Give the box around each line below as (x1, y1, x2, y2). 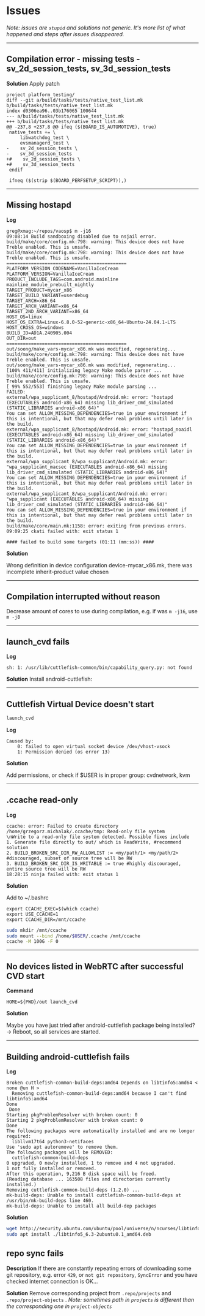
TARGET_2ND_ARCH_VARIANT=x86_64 (6, 308, 88, 314)
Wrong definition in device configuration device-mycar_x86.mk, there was (6, 561, 193, 569)
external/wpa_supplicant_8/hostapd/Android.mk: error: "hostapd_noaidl (6, 426, 192, 433)
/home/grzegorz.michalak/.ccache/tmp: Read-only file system (6, 828, 165, 834)
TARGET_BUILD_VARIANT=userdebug (6, 292, 88, 298)
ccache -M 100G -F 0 (6, 939, 59, 945)
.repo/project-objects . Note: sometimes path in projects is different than (6, 1296, 195, 1303)
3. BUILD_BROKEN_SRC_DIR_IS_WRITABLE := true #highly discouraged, (6, 860, 182, 867)
